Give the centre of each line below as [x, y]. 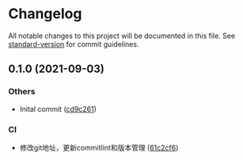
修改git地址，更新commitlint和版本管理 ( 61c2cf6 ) [99, 147]
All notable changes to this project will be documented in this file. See [122, 36]
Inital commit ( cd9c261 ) [58, 109]
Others [22, 92]
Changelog [45, 14]
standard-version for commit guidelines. [74, 44]
